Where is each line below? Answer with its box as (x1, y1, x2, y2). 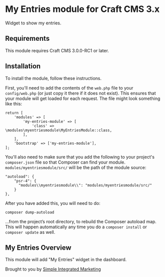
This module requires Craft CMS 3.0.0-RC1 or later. (5, 47, 109, 53)
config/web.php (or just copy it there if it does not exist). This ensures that (5, 90, 156, 96)
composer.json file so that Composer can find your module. (5, 159, 126, 165)
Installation (5, 62, 41, 71)
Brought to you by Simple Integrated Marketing (5, 266, 101, 272)
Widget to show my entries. (5, 20, 62, 26)
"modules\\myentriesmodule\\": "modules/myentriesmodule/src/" (18, 183, 153, 187)
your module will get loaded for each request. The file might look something (5, 95, 161, 101)
